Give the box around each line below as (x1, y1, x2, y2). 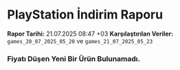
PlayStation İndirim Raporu (7, 7, 164, 23)
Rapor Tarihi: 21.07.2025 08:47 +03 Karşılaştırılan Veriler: (7, 30, 174, 38)
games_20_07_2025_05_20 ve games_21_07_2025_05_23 (7, 36, 153, 45)
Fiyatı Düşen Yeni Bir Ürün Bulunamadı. (7, 54, 141, 63)
